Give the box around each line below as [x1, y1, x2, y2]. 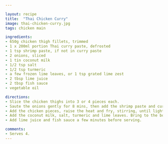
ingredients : [5, 34, 32, 40]
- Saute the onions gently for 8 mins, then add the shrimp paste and [5, 104, 155, 109]
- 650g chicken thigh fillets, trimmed [5, 39, 88, 44]
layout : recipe [5, 11, 37, 16]
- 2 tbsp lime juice [5, 76, 48, 81]
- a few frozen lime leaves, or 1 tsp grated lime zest [5, 72, 124, 77]
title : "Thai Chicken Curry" [5, 16, 68, 21]
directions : [5, 94, 30, 100]
